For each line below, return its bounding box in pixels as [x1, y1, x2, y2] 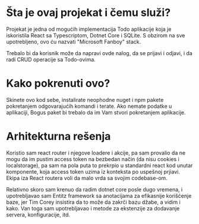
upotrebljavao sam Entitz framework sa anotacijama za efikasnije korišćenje [6, 192, 192, 199]
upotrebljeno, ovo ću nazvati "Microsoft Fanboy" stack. [6, 38, 141, 45]
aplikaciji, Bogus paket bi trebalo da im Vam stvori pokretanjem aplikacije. [6, 108, 186, 116]
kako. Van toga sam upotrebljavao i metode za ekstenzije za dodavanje [6, 204, 180, 212]
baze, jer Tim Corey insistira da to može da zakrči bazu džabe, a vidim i [6, 199, 181, 206]
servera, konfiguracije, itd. [6, 211, 70, 218]
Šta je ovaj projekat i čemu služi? [6, 6, 171, 20]
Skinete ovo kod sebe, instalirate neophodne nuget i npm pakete [6, 96, 164, 103]
